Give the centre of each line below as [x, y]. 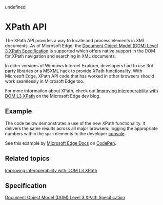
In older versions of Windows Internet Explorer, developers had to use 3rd [79, 65]
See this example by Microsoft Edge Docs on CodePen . [61, 143]
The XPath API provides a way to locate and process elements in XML [75, 40]
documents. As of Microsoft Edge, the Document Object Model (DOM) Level [81, 46]
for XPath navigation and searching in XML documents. [61, 56]
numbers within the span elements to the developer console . [65, 133]
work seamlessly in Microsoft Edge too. [45, 81]
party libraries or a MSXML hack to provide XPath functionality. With [74, 71]
